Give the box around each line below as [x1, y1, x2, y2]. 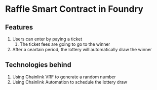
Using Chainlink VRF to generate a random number [12, 74, 116, 80]
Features [5, 23, 33, 31]
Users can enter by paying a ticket [12, 36, 82, 42]
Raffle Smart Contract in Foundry [5, 3, 144, 15]
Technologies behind [5, 60, 72, 69]
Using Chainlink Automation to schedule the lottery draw [12, 79, 127, 85]
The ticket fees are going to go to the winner [19, 41, 110, 47]
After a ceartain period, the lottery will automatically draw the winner [12, 47, 152, 52]
